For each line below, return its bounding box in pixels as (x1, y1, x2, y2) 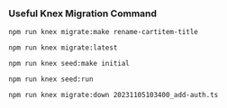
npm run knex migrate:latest (8, 43, 118, 52)
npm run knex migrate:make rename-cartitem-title (8, 28, 199, 37)
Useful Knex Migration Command (8, 7, 158, 20)
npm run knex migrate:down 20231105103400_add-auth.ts (8, 91, 219, 100)
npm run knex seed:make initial (8, 59, 130, 68)
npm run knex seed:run (8, 75, 94, 84)
